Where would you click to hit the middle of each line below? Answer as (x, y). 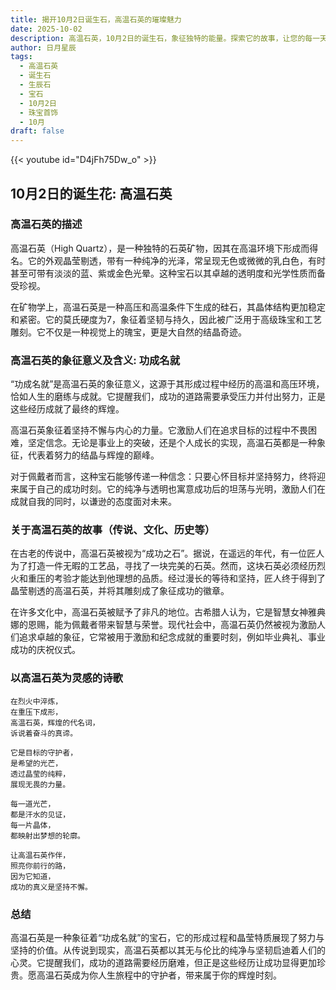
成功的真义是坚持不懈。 (51, 887)
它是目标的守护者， (44, 752)
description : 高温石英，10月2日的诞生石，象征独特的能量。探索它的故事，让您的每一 (165, 38)
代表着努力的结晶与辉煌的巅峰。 (93, 455)
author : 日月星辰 (43, 47)
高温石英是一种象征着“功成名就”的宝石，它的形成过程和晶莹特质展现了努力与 (167, 937)
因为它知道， (33, 876)
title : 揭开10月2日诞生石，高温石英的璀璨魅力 (96, 19)
